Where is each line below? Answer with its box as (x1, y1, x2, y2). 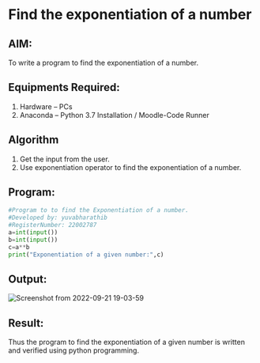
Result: (8, 316, 44, 330)
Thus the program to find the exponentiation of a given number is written (8, 338, 245, 347)
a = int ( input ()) (8, 229, 58, 236)
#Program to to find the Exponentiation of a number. (8, 206, 190, 214)
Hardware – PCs (19, 101, 73, 112)
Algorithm (8, 133, 59, 147)
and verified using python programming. (8, 346, 140, 355)
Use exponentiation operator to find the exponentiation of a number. (19, 162, 242, 172)
